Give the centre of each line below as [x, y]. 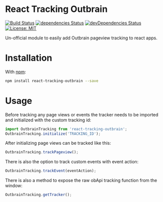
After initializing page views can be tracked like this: [58, 143]
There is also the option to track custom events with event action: [72, 162]
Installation [29, 58]
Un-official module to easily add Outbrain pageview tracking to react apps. [81, 38]
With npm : [16, 72]
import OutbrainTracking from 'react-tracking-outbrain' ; [66, 129]
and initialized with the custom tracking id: [48, 120]
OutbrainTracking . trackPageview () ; [42, 152]
